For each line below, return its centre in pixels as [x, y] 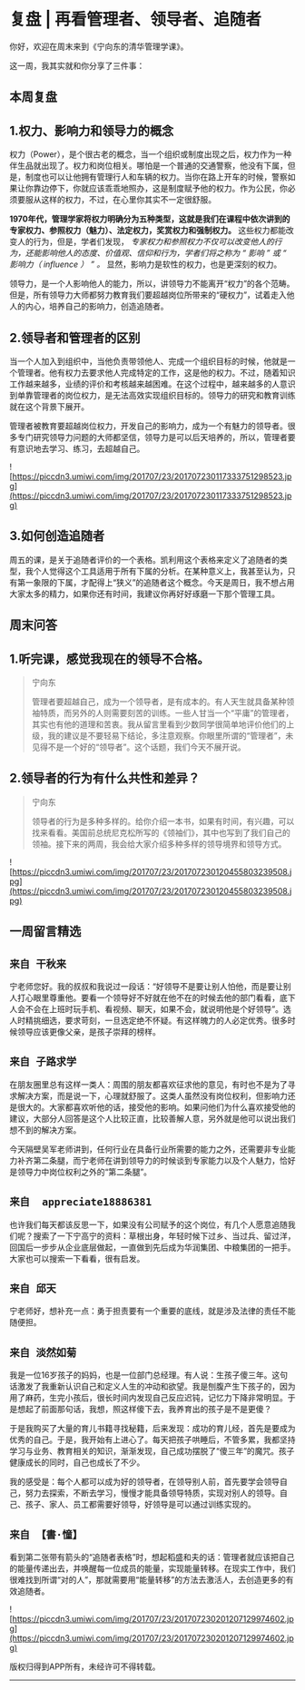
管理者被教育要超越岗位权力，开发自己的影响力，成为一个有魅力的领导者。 [148, 426]
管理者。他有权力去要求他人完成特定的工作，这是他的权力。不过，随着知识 [156, 372]
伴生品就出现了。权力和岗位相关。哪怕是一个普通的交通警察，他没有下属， [148, 166]
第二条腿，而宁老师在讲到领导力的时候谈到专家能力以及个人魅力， [156, 1160]
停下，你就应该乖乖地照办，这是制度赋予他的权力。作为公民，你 [168, 189]
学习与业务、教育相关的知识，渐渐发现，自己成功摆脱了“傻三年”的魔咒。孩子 [152, 1451]
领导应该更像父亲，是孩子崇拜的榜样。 [89, 1031]
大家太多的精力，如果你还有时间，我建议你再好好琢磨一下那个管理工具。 [144, 594]
